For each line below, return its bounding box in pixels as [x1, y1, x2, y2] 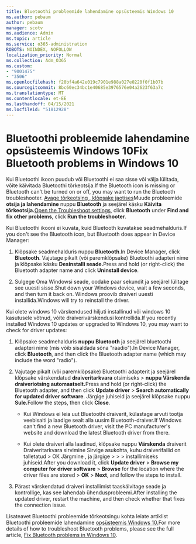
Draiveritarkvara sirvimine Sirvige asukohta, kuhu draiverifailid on [23, 447, 181, 454]
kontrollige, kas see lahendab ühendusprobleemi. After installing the [14, 489, 177, 496]
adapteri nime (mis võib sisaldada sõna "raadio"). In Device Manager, [14, 345, 180, 352]
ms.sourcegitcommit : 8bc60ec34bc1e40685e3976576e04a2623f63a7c [6, 85, 164, 91]
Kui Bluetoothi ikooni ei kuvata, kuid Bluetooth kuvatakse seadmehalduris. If [6, 225, 187, 232]
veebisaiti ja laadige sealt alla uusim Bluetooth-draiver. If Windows [23, 416, 182, 424]
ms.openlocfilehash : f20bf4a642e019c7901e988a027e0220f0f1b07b [6, 80, 164, 85]
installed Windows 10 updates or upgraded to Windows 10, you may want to [6, 321, 188, 328]
